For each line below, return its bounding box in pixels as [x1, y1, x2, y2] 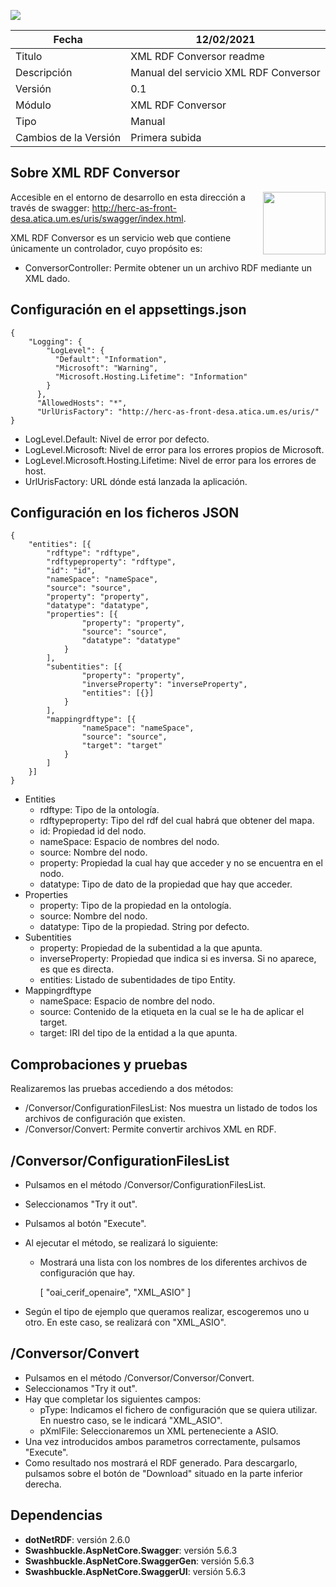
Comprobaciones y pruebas [10, 1056, 188, 1073]
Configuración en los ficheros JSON [10, 505, 240, 522]
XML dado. [24, 272, 71, 284]
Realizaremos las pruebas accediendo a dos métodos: [10, 1083, 234, 1095]
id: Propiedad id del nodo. [39, 825, 147, 837]
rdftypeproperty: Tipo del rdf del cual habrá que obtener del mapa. [39, 815, 315, 827]
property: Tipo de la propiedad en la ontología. [39, 900, 232, 912]
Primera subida [130, 131, 202, 144]
